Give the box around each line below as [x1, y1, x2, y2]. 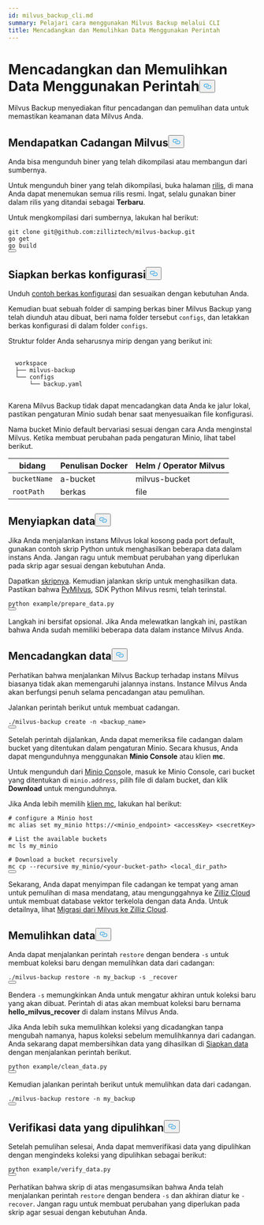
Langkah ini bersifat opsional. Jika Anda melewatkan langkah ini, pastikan [8, 616, 247, 626]
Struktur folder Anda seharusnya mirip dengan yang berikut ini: [8, 336, 213, 345]
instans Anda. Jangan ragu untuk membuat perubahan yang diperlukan [8, 552, 240, 562]
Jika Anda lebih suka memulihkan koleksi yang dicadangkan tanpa [8, 1023, 224, 1032]
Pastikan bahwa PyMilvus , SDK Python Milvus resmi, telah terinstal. [8, 584, 227, 594]
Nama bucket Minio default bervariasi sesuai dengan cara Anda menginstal [8, 424, 252, 434]
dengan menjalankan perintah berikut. [8, 1048, 132, 1057]
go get [8, 235, 30, 243]
